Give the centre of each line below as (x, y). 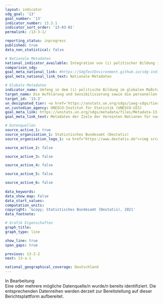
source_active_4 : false (29, 165)
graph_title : (18, 228)
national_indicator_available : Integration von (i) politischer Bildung (80, 63)
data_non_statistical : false (34, 50)
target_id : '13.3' (24, 99)
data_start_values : (25, 201)
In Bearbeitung (20, 281)
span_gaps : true (21, 245)
